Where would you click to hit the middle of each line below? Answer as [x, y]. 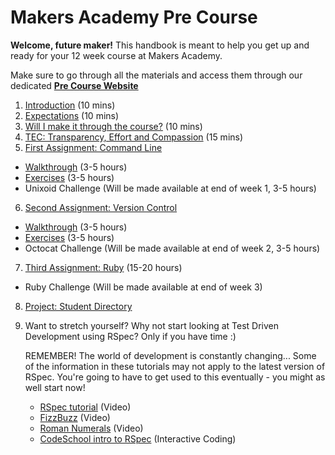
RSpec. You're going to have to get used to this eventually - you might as [175, 377]
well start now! [55, 387]
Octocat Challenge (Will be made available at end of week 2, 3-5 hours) [172, 248]
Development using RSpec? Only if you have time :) [130, 336]
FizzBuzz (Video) [75, 417]
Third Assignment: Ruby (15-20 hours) [103, 267]
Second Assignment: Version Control [101, 207]
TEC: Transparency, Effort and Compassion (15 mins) [134, 137]
